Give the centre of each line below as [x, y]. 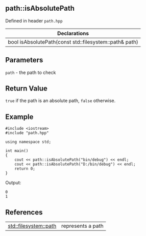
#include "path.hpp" [27, 133]
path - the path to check [31, 72]
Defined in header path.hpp [34, 20]
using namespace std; [28, 142]
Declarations [73, 33]
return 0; [25, 169]
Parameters [24, 60]
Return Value [26, 89]
